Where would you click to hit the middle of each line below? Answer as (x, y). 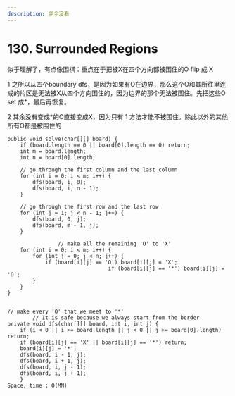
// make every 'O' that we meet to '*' (66, 311)
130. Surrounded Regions (83, 48)
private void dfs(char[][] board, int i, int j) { (83, 324)
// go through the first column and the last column (99, 170)
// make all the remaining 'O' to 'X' (114, 244)
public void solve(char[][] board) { (63, 139)
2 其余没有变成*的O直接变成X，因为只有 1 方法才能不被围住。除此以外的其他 (118, 116)
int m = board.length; (53, 151)
